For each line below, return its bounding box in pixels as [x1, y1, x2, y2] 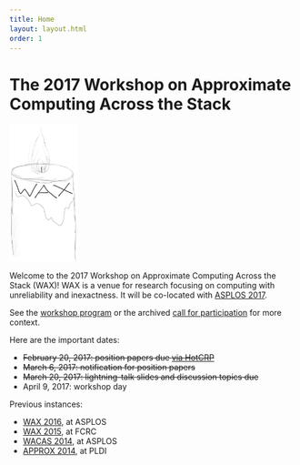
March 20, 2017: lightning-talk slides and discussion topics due [22, 371, 259, 382]
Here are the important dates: [9, 334, 120, 345]
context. [9, 317, 41, 328]
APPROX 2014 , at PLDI [22, 445, 107, 456]
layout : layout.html [9, 24, 88, 34]
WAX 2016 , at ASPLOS [22, 416, 107, 427]
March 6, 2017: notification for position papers [22, 361, 195, 372]
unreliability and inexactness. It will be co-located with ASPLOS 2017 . [9, 289, 268, 300]
